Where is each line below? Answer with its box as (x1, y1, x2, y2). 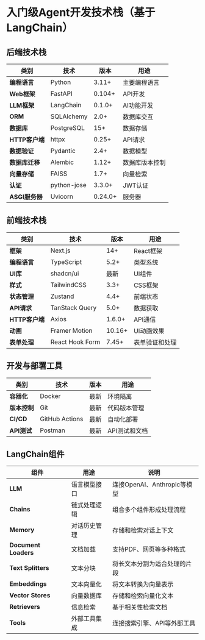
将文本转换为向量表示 (112, 580, 174, 589)
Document (9, 541, 41, 549)
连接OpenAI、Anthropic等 (112, 480, 187, 489)
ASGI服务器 (9, 193, 43, 201)
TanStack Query (50, 303, 97, 311)
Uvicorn (50, 193, 73, 201)
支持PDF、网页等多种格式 (112, 545, 186, 553)
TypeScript (50, 257, 82, 266)
